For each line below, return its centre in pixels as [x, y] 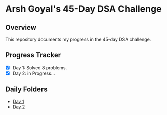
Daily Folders [26, 90]
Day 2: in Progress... [34, 73]
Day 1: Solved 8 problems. [40, 67]
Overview [21, 27]
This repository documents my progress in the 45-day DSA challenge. [78, 39]
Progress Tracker [33, 55]
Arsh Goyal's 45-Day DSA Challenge [83, 9]
